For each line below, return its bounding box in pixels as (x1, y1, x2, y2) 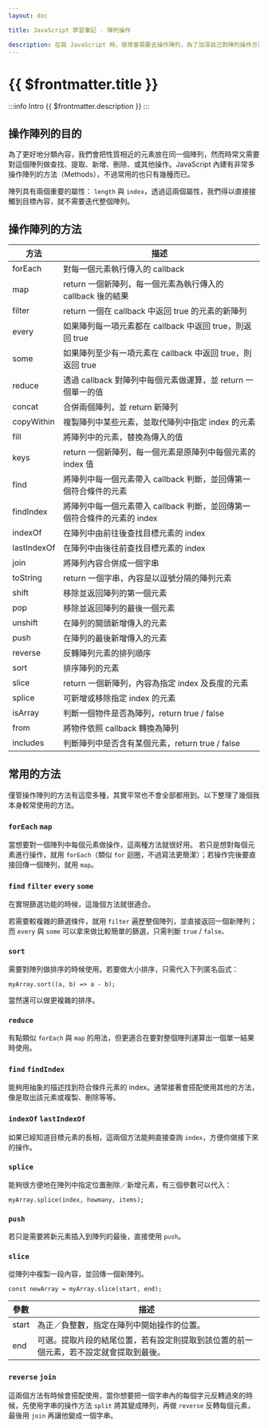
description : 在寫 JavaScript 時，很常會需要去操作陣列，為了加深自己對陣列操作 (8, 41, 253, 49)
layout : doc (8, 11, 48, 20)
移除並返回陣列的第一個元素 (62, 588, 167, 599)
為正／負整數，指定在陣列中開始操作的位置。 (37, 1320, 206, 1331)
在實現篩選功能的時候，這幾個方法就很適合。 (8, 900, 156, 909)
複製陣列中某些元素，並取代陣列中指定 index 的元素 (62, 416, 256, 427)
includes (12, 737, 45, 748)
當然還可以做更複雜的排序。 (8, 995, 100, 1005)
